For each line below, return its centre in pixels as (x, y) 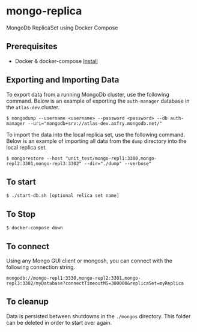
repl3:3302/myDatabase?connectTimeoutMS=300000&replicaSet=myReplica (95, 283)
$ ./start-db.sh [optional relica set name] (63, 196)
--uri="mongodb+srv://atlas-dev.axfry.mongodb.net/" (95, 123)
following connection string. (41, 267)
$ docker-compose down (35, 228)
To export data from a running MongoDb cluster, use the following (88, 94)
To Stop (21, 214)
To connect (28, 246)
